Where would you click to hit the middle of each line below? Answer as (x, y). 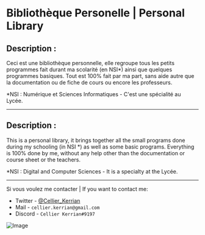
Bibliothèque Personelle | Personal (95, 13)
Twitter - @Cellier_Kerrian (48, 200)
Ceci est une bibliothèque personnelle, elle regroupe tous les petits (91, 63)
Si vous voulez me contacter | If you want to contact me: (77, 189)
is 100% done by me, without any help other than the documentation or (95, 153)
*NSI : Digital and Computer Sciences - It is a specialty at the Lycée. (92, 171)
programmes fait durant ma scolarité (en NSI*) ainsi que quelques (89, 69)
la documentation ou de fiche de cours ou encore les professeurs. (89, 82)
